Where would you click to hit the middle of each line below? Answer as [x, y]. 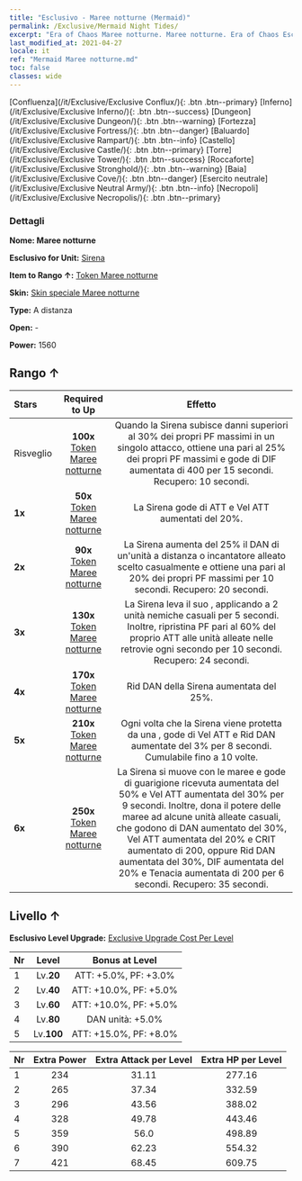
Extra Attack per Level [144, 1059]
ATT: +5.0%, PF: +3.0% [125, 975]
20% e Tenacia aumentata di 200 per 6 [201, 872]
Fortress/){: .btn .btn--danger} [153, 131]
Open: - [24, 328]
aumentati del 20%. [202, 518]
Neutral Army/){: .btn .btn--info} [156, 188]
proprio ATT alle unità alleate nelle [202, 637]
